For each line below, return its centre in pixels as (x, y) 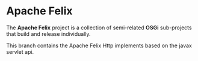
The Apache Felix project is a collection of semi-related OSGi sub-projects (99, 28)
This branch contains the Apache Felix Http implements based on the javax (99, 45)
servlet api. (20, 51)
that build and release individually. (48, 33)
